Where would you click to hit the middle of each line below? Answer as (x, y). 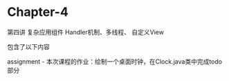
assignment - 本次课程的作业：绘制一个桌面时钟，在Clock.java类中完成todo (115, 61)
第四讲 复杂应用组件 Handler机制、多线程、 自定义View (86, 32)
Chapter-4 (38, 12)
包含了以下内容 (28, 46)
